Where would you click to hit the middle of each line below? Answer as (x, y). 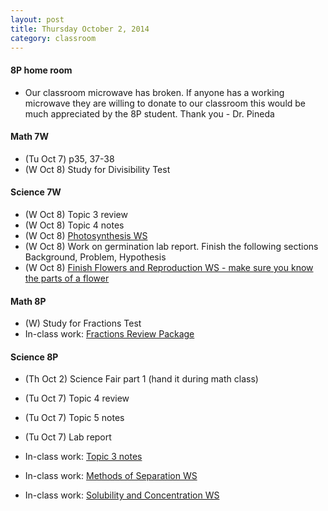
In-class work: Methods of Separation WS (111, 476)
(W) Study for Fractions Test (83, 323)
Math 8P (28, 301)
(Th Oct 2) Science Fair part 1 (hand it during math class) (141, 379)
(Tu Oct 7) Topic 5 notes (74, 418)
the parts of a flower (67, 278)
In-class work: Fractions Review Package (109, 334)
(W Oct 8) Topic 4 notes (74, 225)
